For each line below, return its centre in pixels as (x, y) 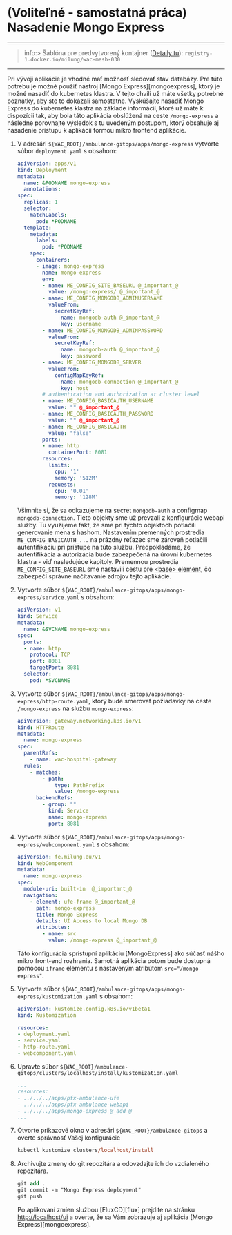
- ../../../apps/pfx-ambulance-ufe (68, 1098)
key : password (81, 356)
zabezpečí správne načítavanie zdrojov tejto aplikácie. (94, 576)
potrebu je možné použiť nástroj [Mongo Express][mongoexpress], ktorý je (114, 86)
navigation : (41, 895)
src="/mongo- (183, 969)
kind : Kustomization (47, 1015)
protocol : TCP (50, 655)
